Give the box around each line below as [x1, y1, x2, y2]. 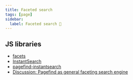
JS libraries [5, 39, 42, 48]
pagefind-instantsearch [12, 63, 62, 70]
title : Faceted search [5, 7, 53, 12]
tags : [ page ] [5, 12, 33, 17]
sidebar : [5, 16, 24, 21]
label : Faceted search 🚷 [10, 21, 62, 26]
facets [12, 53, 26, 59]
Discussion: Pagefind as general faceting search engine [12, 69, 128, 75]
